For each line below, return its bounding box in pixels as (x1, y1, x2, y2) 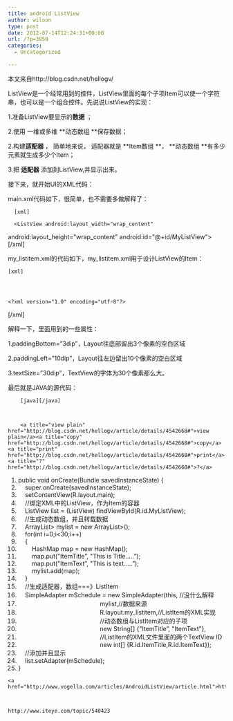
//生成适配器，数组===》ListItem (24, 582, 119, 590)
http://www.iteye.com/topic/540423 (8, 707, 111, 714)
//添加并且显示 (24, 648, 66, 657)
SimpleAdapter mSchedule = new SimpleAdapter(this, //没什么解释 (24, 590, 214, 599)
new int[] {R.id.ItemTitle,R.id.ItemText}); (100, 640, 212, 648)
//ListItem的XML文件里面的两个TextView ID (100, 633, 223, 641)
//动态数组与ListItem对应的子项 (100, 617, 187, 625)
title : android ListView (8, 10, 80, 17)
